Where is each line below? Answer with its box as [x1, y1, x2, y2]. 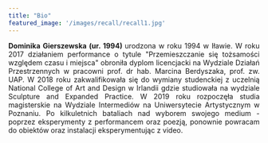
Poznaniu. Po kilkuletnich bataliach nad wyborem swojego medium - [8, 108, 260, 118]
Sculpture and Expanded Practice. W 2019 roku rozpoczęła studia [8, 91, 260, 101]
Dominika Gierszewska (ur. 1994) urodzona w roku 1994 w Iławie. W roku [8, 41, 260, 50]
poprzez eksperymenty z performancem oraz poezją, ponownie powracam [8, 117, 260, 126]
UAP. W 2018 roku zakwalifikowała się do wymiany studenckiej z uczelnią [8, 75, 260, 84]
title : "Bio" [8, 11, 52, 20]
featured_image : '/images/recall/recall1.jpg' [8, 19, 166, 27]
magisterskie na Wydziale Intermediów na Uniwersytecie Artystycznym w [8, 100, 260, 110]
